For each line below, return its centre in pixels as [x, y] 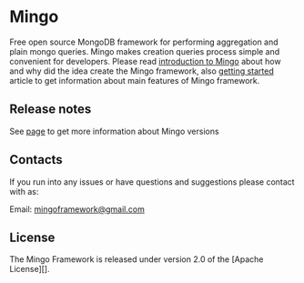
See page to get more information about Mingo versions [115, 131]
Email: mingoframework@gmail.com [77, 209]
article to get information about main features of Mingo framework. [135, 80]
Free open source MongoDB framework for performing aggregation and [144, 42]
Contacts [36, 160]
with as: [24, 191]
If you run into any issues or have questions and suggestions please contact [152, 182]
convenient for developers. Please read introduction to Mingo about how [145, 61]
